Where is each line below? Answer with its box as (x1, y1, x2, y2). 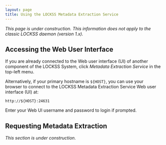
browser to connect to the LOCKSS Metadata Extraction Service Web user (5, 84, 157, 90)
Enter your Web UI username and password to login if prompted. (5, 107, 137, 113)
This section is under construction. (5, 135, 76, 141)
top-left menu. (5, 69, 35, 75)
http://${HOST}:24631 (5, 99, 50, 104)
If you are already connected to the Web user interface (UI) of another (5, 58, 149, 65)
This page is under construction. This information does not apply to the (5, 25, 151, 31)
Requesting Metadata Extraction (5, 122, 108, 130)
